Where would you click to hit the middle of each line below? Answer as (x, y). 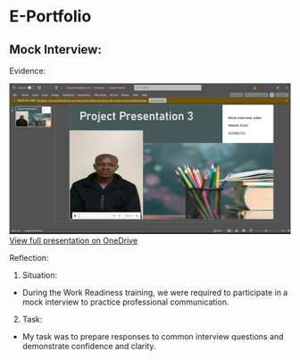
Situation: (40, 275)
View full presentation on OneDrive (74, 241)
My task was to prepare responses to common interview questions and (153, 337)
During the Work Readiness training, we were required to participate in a (155, 293)
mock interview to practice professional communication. (125, 302)
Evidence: (28, 71)
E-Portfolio (50, 17)
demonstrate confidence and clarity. (89, 347)
